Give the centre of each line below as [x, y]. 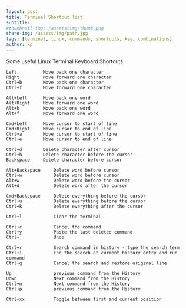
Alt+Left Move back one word [49, 98]
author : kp [19, 45]
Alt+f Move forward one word [52, 113]
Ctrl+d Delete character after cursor [63, 149]
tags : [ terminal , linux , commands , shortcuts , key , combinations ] [89, 39]
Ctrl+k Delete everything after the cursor [75, 206]
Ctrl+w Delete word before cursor [63, 175]
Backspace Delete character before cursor [64, 160]
